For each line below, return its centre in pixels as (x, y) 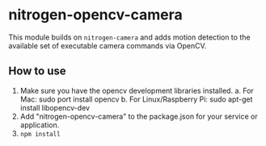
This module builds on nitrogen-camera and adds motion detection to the (129, 37)
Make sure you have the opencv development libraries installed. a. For (137, 90)
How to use (37, 71)
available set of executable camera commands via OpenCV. (108, 45)
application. (40, 125)
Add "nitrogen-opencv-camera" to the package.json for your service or (139, 116)
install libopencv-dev (55, 107)
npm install (40, 134)
